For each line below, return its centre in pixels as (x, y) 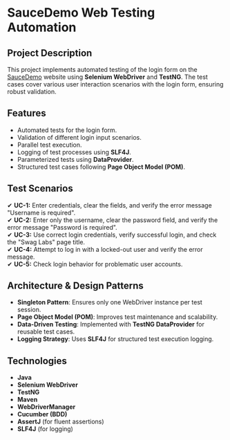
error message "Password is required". (62, 227)
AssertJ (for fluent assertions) (61, 422)
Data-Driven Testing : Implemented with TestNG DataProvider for (111, 324)
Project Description (50, 53)
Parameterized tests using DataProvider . (75, 159)
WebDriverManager (46, 407)
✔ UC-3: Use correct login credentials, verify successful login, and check (112, 235)
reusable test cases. (46, 332)
